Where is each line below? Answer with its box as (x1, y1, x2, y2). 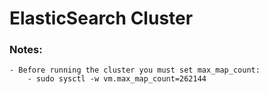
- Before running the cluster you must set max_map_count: (9, 65, 261, 76)
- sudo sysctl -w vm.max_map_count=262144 (27, 74, 207, 84)
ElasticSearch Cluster (9, 7, 194, 30)
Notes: (9, 43, 43, 57)
